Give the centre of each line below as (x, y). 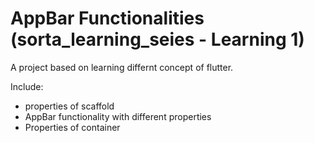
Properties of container (72, 127)
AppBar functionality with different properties (118, 116)
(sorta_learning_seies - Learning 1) (157, 39)
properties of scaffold (69, 106)
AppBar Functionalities (107, 18)
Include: (27, 86)
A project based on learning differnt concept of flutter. (122, 67)
